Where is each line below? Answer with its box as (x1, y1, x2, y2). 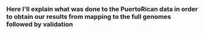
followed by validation (6, 20, 73, 29)
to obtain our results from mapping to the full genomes (6, 12, 172, 21)
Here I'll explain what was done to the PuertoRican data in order (6, 5, 198, 13)
